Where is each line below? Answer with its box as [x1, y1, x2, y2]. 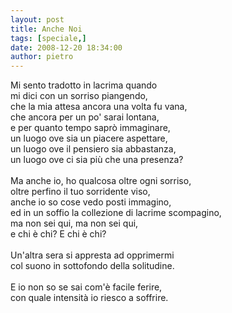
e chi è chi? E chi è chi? [10, 228, 107, 240]
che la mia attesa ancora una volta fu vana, [10, 101, 188, 113]
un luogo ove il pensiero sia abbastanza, [10, 143, 177, 155]
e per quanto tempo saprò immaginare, [10, 122, 171, 134]
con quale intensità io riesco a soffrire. [10, 292, 169, 304]
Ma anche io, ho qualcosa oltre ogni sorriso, [10, 175, 192, 187]
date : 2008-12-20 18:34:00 [10, 42, 123, 53]
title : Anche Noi [10, 24, 83, 34]
